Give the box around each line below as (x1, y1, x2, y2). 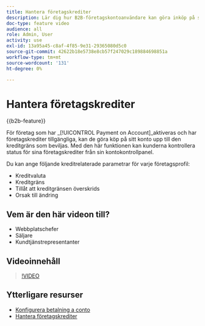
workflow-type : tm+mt (6, 54, 62, 60)
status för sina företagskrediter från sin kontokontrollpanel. (6, 149, 154, 156)
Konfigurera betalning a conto (15, 306, 90, 313)
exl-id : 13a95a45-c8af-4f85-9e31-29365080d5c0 (6, 43, 127, 49)
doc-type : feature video (6, 20, 70, 26)
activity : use (6, 37, 43, 43)
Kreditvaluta (15, 172, 46, 180)
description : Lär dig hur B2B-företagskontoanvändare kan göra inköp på (6, 15, 195, 21)
